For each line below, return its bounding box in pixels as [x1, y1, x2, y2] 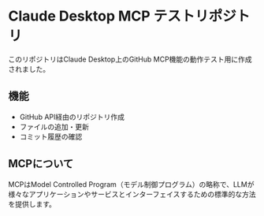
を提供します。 [8, 199, 57, 209]
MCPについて [8, 157, 74, 170]
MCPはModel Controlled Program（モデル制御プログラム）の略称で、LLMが [8, 179, 255, 189]
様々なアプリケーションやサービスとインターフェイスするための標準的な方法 [8, 189, 256, 199]
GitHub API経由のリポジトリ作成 [19, 112, 125, 121]
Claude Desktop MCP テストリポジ [8, 7, 236, 25]
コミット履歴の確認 [19, 132, 83, 141]
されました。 [8, 64, 50, 73]
